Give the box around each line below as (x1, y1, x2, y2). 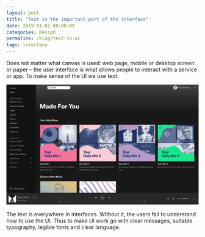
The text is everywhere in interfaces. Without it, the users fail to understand (6, 211, 196, 218)
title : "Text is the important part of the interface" (6, 16, 149, 23)
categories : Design (6, 29, 56, 35)
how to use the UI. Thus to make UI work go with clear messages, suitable (6, 217, 193, 224)
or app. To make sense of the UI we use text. (6, 73, 119, 79)
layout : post (6, 10, 40, 16)
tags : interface (6, 42, 48, 48)
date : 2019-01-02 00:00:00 (6, 23, 75, 29)
